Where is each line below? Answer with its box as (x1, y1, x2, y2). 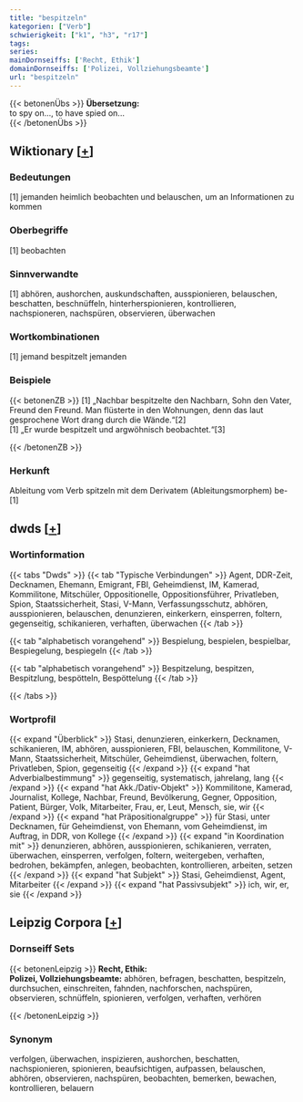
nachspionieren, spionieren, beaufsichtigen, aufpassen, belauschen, (9, 1063, 266, 1074)
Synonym (9, 1033, 53, 1045)
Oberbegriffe (9, 224, 68, 237)
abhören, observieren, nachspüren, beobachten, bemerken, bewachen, (9, 1073, 278, 1084)
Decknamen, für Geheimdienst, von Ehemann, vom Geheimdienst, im (9, 820, 268, 831)
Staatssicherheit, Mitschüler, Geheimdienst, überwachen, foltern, (35, 753, 279, 764)
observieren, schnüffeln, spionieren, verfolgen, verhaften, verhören (9, 992, 262, 1003)
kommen (9, 202, 43, 213)
